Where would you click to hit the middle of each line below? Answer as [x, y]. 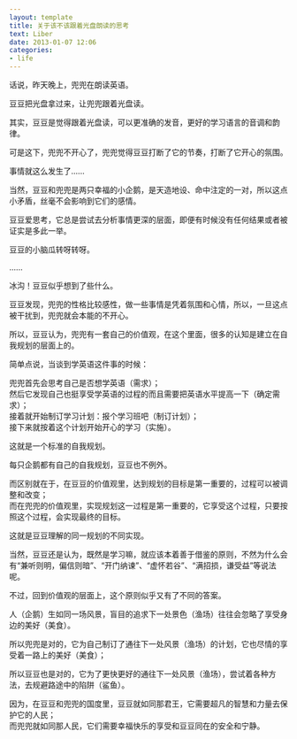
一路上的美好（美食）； [65, 655]
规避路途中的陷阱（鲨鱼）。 [81, 685]
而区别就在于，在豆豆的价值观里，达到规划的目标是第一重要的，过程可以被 [145, 484]
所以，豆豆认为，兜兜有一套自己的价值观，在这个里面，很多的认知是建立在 [145, 334]
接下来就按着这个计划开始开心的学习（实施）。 [92, 427]
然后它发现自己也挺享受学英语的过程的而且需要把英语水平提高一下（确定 [141, 394]
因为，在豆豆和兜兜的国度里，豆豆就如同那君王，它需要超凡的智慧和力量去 [145, 704]
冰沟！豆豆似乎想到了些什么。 [63, 285]
